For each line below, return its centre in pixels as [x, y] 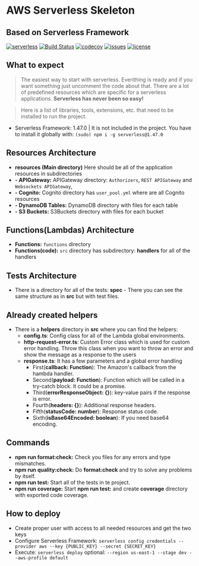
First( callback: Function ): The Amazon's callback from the [104, 367]
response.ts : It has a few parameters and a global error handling [103, 361]
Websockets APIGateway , [44, 186]
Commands [28, 443]
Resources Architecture [51, 153]
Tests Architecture [42, 276]
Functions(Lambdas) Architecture [70, 230]
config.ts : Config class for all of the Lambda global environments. [104, 336]
